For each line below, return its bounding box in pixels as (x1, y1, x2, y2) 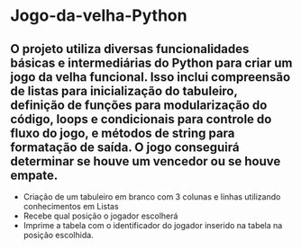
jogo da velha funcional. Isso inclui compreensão (10, 69, 291, 84)
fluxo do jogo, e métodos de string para (10, 125, 235, 140)
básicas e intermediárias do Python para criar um (10, 55, 293, 70)
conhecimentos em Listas (23, 201, 120, 211)
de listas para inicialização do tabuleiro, (10, 83, 238, 99)
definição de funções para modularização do (10, 97, 268, 112)
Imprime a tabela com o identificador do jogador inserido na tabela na (23, 220, 283, 230)
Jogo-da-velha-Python (10, 5, 187, 26)
